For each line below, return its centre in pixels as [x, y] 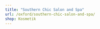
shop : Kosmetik [21, 19]
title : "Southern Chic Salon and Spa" [45, 10]
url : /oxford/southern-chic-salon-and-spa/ [50, 14]
